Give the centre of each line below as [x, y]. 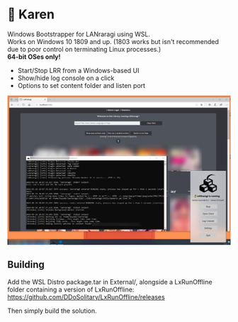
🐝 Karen [31, 15]
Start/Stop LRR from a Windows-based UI [78, 70]
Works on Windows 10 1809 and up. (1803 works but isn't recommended [113, 41]
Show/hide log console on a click [66, 78]
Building [26, 265]
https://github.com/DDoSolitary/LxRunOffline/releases [86, 296]
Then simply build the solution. [52, 311]
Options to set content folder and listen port [81, 85]
